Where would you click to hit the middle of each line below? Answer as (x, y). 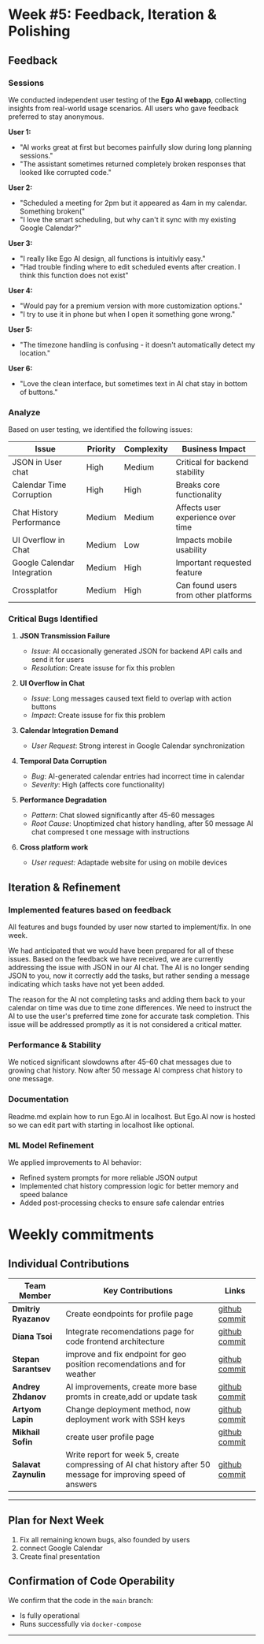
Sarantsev (31, 1369)
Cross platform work (54, 847)
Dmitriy (26, 1309)
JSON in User (37, 463)
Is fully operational (49, 1615)
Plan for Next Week (56, 1521)
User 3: (20, 243)
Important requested (213, 563)
